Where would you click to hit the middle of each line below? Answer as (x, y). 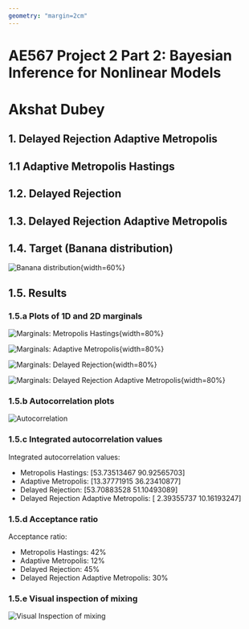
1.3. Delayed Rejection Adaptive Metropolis (118, 221)
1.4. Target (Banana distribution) (91, 248)
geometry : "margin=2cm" (48, 16)
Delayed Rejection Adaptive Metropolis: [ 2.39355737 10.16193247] (131, 498)
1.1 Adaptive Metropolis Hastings (92, 166)
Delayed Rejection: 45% (60, 569)
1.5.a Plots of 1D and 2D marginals (76, 316)
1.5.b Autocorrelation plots (61, 401)
